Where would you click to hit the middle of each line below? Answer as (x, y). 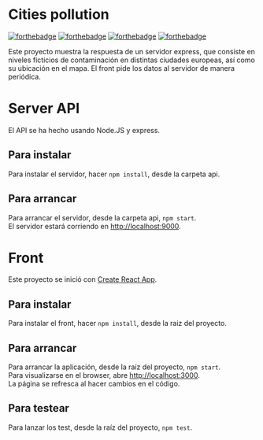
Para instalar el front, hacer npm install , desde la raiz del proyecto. (117, 324)
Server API (44, 109)
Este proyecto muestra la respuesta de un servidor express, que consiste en (132, 51)
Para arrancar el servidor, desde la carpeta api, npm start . (102, 217)
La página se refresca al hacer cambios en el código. (94, 384)
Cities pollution (59, 15)
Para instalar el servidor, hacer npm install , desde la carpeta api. (114, 174)
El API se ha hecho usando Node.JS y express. (84, 130)
